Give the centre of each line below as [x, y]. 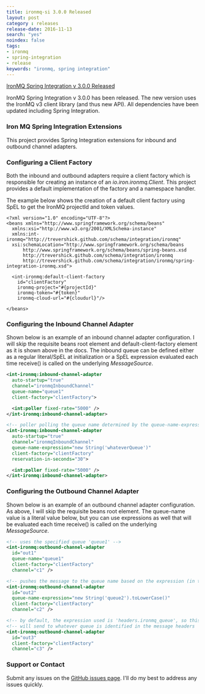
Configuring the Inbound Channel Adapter [70, 324]
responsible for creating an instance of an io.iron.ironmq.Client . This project [101, 182]
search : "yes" [24, 35]
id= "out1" [24, 553]
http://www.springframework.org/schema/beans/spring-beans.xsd [105, 250]
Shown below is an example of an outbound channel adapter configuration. [101, 505]
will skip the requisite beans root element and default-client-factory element [102, 344]
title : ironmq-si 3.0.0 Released [49, 12]
